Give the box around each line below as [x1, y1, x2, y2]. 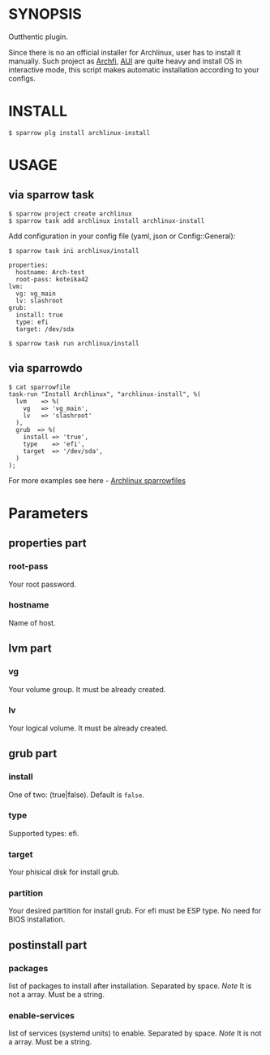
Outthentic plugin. [8, 32, 69, 41]
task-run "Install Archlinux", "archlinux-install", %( [8, 390, 201, 399]
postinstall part [8, 938, 88, 952]
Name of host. [8, 617, 56, 627]
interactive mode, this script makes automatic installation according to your [8, 64, 259, 74]
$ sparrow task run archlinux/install [8, 339, 139, 347]
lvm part [8, 642, 52, 656]
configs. [8, 73, 36, 83]
